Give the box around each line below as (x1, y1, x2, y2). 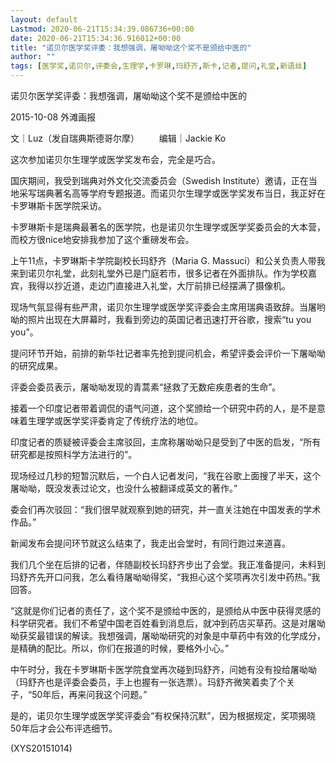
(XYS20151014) (10, 742, 73, 754)
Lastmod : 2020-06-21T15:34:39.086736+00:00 (10, 24, 195, 34)
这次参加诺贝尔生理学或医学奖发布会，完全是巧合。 (10, 154, 221, 165)
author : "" (10, 52, 56, 62)
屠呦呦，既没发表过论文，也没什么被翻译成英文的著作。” (10, 482, 238, 494)
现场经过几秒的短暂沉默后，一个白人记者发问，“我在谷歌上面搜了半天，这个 (10, 470, 322, 481)
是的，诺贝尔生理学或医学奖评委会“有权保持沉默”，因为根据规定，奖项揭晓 (10, 710, 317, 721)
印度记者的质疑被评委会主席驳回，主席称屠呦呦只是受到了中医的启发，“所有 (10, 436, 322, 448)
